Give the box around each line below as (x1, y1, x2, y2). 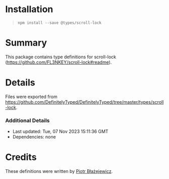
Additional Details (5, 117, 50, 124)
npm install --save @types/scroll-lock (17, 20, 102, 25)
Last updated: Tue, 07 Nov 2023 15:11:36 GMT (12, 128, 108, 135)
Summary (5, 37, 47, 49)
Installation (5, 4, 53, 15)
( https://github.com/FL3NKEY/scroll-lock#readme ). (5, 59, 112, 65)
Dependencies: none (12, 134, 57, 140)
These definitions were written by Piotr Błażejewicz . (5, 168, 113, 174)
